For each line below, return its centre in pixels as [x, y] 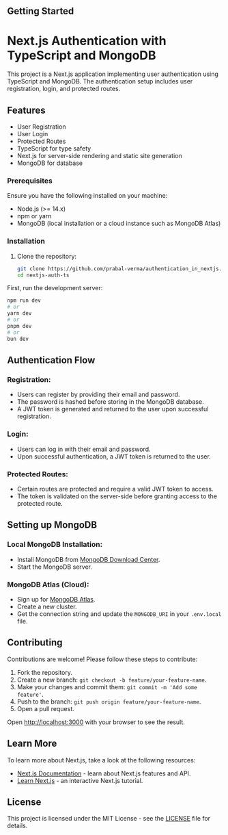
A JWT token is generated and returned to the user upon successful [113, 409]
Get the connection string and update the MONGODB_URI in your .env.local [119, 614]
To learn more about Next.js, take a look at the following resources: [101, 760]
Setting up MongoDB [52, 525]
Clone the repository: [47, 256]
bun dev [18, 339]
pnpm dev [19, 326]
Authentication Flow [51, 360]
